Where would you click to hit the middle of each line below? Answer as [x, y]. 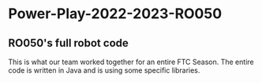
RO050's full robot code [68, 43]
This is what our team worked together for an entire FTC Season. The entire [131, 62]
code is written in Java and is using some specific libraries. [104, 70]
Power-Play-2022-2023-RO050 [115, 14]
